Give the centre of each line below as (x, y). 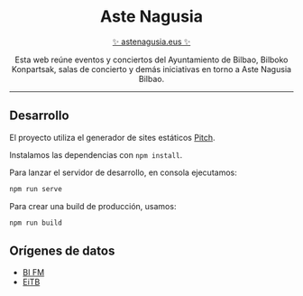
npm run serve (36, 189)
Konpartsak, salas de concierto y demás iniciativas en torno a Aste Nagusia (151, 69)
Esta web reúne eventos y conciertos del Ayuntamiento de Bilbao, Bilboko (151, 60)
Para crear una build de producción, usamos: (93, 206)
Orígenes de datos (62, 250)
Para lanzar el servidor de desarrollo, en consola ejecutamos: (123, 172)
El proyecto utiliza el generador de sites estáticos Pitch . (112, 137)
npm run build (36, 223)
